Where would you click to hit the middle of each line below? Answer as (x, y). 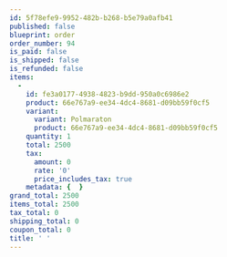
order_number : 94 (42, 43)
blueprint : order (42, 35)
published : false (42, 26)
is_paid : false (38, 52)
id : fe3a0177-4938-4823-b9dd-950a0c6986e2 (108, 94)
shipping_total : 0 (44, 221)
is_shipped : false (44, 60)
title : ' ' (30, 238)
